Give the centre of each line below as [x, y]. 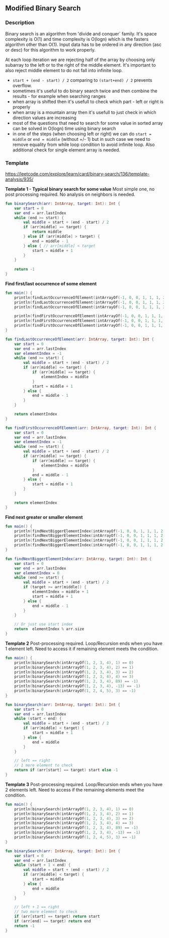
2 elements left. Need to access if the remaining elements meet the [75, 790]
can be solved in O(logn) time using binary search [64, 128]
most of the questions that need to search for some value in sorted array [88, 123]
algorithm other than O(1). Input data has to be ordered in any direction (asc [83, 44]
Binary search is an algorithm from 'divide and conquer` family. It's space [81, 34]
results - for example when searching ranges [59, 96]
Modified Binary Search [43, 8]
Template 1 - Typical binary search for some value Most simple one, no [80, 189]
